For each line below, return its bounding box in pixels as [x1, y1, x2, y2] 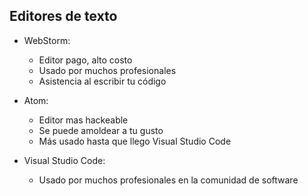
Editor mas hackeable [38, 114, 129, 126]
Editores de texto [9, 8, 118, 25]
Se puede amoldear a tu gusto [38, 124, 164, 136]
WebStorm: [23, 34, 71, 46]
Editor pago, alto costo [38, 54, 133, 66]
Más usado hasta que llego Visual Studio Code [38, 135, 232, 147]
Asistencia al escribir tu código [38, 75, 167, 87]
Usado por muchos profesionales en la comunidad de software [38, 174, 299, 186]
